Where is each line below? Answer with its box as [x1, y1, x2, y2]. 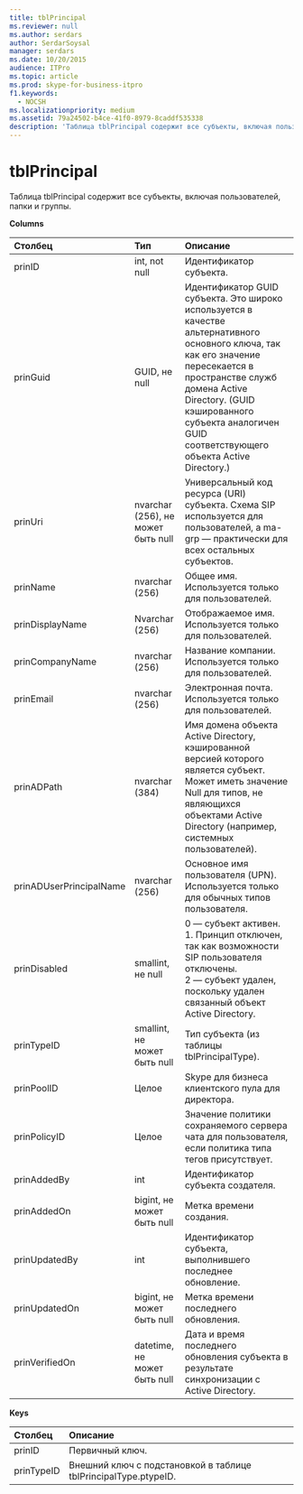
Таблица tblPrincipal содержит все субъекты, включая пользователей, [9, 190, 281, 201]
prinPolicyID [14, 1130, 66, 1143]
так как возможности [184, 940, 280, 952]
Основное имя [184, 857, 249, 869]
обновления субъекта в [184, 1350, 289, 1363]
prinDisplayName [14, 617, 87, 630]
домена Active [184, 382, 248, 394]
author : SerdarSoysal [9, 38, 91, 48]
